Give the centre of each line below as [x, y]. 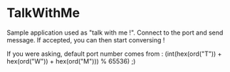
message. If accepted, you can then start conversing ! [86, 40]
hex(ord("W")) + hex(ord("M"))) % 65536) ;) [71, 61]
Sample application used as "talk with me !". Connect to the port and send [115, 32]
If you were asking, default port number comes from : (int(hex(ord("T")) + [114, 54]
